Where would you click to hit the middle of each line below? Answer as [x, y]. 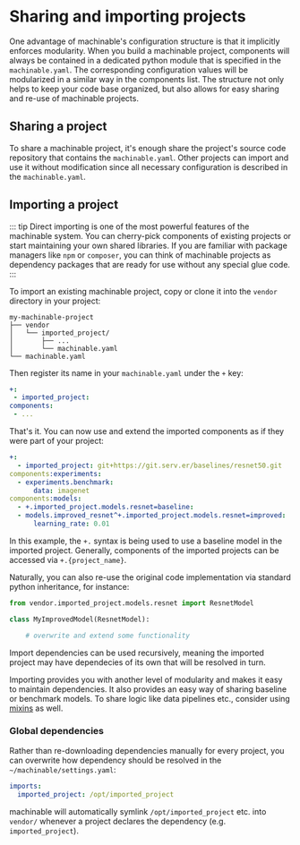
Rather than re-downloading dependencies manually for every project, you [147, 750]
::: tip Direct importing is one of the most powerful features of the [129, 226]
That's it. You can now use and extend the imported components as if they [147, 431]
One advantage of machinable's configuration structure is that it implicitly [145, 41]
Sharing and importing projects [128, 17]
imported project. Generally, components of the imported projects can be [144, 550]
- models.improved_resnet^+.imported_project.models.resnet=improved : [152, 516]
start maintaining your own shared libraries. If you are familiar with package [149, 245]
